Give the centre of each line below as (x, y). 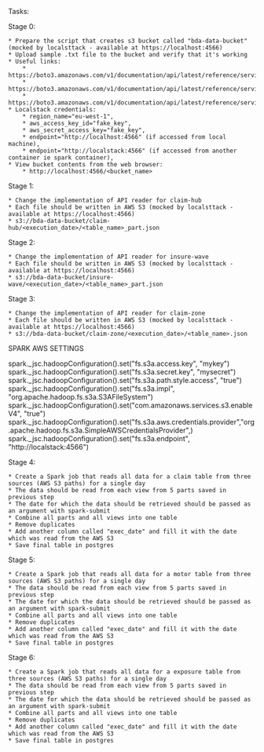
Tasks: (19, 11)
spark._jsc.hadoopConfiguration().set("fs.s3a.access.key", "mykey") (119, 363)
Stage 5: (22, 560)
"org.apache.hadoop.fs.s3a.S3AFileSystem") (81, 397)
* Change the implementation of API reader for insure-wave (109, 257)
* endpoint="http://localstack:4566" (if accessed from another (130, 151)
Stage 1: (21, 186)
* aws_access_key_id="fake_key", (77, 123)
